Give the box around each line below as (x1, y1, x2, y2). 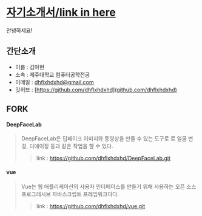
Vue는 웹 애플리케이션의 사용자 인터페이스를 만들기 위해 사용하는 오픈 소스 (21, 183, 197, 190)
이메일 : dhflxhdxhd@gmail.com (15, 78, 94, 85)
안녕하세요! (6, 27, 33, 34)
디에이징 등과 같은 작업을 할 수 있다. (29, 143, 113, 150)
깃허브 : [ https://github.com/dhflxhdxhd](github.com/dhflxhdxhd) (15, 86, 177, 93)
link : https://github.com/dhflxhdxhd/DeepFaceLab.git (36, 155, 171, 162)
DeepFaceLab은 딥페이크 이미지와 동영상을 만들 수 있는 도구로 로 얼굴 (21, 135, 187, 142)
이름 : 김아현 (15, 63, 45, 70)
